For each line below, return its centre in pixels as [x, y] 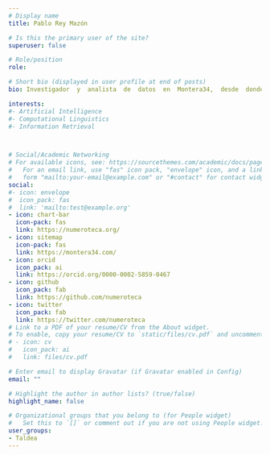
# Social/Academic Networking [59, 155]
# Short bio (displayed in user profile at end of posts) [107, 82]
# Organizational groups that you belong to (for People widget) [120, 416]
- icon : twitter [35, 304]
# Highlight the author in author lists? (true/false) [102, 394]
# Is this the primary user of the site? [79, 38]
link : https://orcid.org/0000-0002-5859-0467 [93, 275]
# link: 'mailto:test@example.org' [70, 207]
